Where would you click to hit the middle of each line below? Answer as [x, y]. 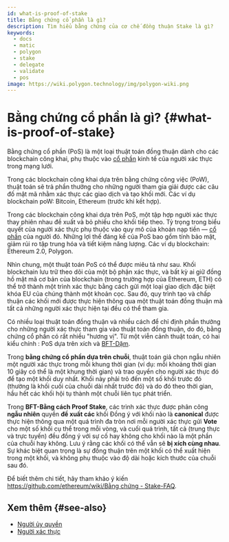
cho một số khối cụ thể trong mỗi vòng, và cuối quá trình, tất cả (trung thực [113, 429]
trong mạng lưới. [30, 166]
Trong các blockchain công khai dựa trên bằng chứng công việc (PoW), [108, 180]
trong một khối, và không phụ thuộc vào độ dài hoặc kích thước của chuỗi [112, 458]
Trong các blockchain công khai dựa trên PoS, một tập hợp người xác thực [112, 215]
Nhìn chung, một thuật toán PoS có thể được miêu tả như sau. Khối [101, 265]
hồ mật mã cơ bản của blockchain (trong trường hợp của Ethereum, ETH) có [115, 279]
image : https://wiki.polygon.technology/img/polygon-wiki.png [98, 84]
